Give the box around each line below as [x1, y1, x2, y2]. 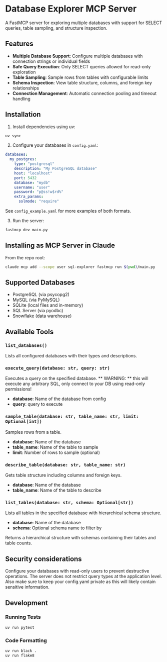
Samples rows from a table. [5, 429, 61, 435]
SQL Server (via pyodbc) [12, 308, 63, 314]
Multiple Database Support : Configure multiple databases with [12, 53, 143, 59]
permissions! [5, 386, 32, 392]
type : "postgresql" [14, 161, 55, 166]
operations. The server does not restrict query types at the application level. [5, 574, 162, 580]
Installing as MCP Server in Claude [5, 241, 115, 250]
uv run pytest [5, 625, 35, 630]
